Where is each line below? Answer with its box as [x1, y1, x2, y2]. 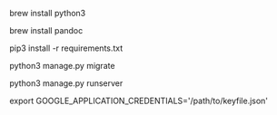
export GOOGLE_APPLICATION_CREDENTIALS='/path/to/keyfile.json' [9, 95, 269, 106]
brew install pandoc [9, 25, 84, 35]
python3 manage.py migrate [9, 61, 115, 71]
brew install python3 [9, 8, 86, 18]
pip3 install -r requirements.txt [9, 43, 124, 53]
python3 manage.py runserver [9, 78, 124, 89]
